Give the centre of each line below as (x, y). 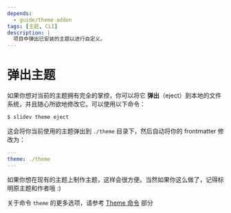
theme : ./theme (29, 159)
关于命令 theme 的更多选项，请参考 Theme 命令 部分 (80, 203)
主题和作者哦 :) (40, 188)
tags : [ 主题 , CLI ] (32, 26)
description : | (29, 33)
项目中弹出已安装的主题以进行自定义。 (59, 39)
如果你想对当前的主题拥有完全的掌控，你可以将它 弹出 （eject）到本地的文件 (114, 96)
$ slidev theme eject (38, 117)
